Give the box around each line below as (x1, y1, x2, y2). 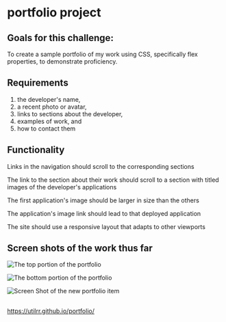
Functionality (7, 144, 65, 156)
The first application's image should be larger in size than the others (7, 196, 200, 204)
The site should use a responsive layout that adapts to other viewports (7, 222, 205, 230)
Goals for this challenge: (7, 32, 114, 44)
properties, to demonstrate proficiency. (7, 57, 118, 66)
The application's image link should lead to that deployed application (7, 209, 201, 217)
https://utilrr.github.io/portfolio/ (7, 306, 95, 315)
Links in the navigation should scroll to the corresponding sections (7, 162, 194, 170)
